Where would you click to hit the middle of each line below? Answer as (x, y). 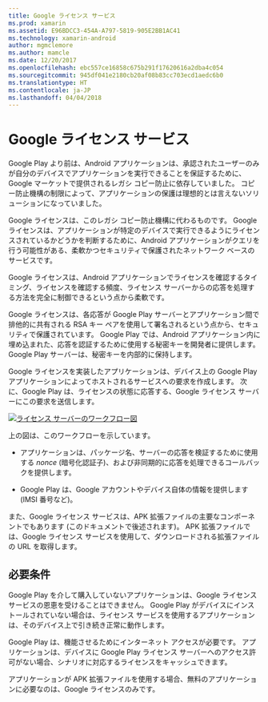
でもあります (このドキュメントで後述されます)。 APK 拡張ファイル (133, 527)
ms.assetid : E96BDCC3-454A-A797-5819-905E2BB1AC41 (94, 30)
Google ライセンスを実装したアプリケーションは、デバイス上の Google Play (133, 371)
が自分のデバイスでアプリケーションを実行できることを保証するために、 (127, 174)
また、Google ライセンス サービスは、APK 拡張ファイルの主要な (114, 516)
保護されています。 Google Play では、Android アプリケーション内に (148, 335)
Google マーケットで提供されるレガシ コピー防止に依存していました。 (124, 183)
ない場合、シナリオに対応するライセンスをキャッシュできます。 (127, 662)
